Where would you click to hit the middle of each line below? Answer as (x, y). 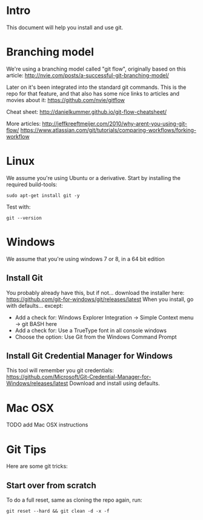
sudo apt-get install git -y (43, 195)
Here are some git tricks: (37, 466)
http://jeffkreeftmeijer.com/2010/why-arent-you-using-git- (115, 123)
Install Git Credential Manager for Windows (89, 355)
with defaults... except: (35, 305)
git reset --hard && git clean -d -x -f (58, 511)
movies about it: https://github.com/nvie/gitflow (66, 100)
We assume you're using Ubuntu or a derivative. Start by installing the (93, 178)
